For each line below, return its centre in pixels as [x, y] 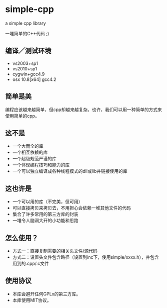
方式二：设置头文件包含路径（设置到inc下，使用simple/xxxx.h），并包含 [85, 257]
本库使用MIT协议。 [32, 300]
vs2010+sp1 [25, 68]
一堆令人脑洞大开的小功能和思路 [45, 221]
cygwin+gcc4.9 [28, 74]
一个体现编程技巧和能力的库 [41, 165]
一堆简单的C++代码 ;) [27, 33]
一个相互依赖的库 [30, 152]
